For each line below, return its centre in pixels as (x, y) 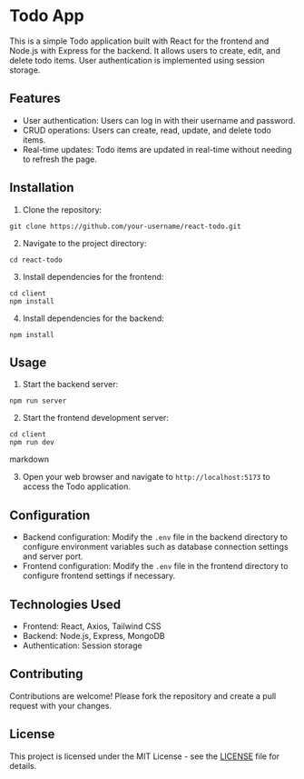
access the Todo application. (77, 486)
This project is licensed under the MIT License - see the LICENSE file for (144, 756)
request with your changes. (60, 705)
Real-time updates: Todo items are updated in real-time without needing (157, 149)
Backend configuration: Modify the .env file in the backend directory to (155, 537)
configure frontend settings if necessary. (99, 576)
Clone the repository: (62, 209)
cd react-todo (36, 260)
